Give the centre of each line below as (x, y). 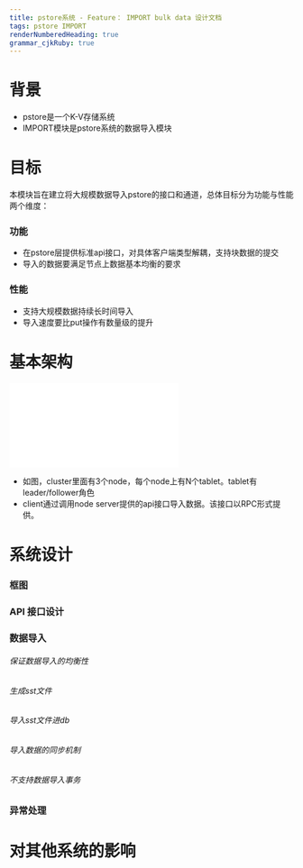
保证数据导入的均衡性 (49, 661)
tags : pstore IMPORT (48, 26)
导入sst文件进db (40, 720)
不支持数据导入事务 (45, 780)
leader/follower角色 (58, 492)
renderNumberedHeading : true (64, 34)
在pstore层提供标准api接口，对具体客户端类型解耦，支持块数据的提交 (151, 252)
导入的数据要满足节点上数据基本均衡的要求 (101, 264)
